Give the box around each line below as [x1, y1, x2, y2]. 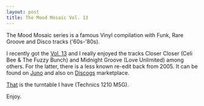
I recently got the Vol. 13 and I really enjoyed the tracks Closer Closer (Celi [6, 49, 193, 57]
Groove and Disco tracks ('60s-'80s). [6, 38, 100, 45]
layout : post [6, 9, 40, 15]
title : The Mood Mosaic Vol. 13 [6, 15, 88, 21]
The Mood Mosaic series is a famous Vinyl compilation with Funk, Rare [6, 31, 184, 38]
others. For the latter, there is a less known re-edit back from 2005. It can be [6, 62, 198, 70]
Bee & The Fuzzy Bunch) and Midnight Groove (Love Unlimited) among [6, 56, 184, 63]
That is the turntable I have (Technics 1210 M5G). [6, 80, 129, 88]
